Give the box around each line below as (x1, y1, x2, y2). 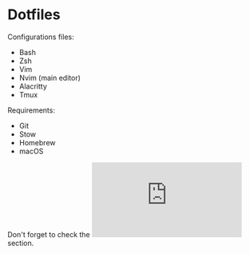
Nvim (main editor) (18, 73, 81, 82)
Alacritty (18, 81, 47, 91)
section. (7, 238, 34, 248)
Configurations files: (7, 32, 74, 42)
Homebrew (18, 137, 56, 147)
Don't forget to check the (7, 229, 90, 239)
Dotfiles (7, 6, 61, 24)
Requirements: (7, 105, 55, 115)
